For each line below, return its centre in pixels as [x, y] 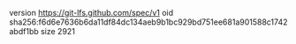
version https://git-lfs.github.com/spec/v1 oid [91, 13]
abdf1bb [24, 31]
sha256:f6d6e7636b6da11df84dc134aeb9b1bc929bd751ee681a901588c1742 [148, 22]
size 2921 [57, 31]
